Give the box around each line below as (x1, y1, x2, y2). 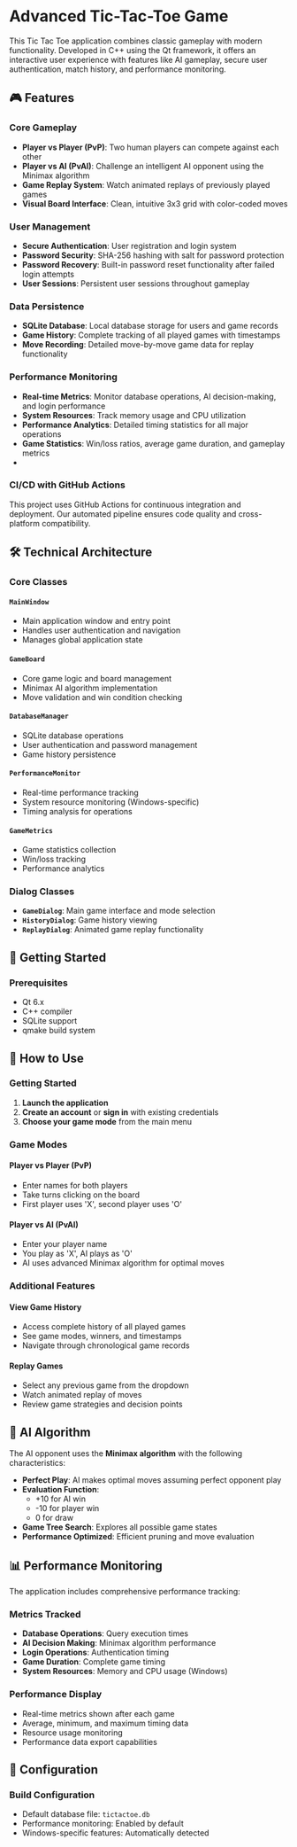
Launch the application (21, 1097, 109, 1108)
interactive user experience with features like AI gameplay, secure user (9, 54, 268, 65)
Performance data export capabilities (21, 1736, 157, 1747)
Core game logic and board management (21, 673, 172, 683)
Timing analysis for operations (21, 806, 133, 816)
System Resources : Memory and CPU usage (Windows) (21, 1666, 228, 1677)
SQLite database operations (21, 729, 124, 741)
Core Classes (9, 576, 68, 588)
